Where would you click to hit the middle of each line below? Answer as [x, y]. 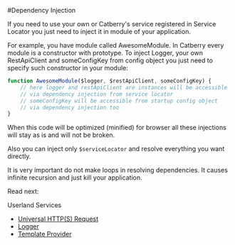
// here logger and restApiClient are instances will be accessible [124, 87]
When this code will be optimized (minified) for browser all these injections [117, 128]
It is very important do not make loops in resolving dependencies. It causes [117, 170]
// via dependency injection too [70, 107]
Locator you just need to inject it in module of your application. [99, 32]
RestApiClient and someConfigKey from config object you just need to [110, 60]
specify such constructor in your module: [68, 68]
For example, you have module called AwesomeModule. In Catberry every [116, 45]
